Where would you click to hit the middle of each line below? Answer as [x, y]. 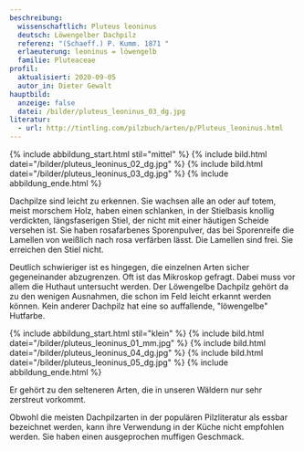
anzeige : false [47, 103]
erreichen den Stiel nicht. [57, 249]
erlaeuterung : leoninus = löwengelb [87, 52]
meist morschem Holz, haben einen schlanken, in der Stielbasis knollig [142, 210]
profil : [24, 69]
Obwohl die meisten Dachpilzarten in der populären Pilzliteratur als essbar [149, 417]
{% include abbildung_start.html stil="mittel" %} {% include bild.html [138, 154]
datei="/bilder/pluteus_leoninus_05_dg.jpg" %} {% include [119, 362]
